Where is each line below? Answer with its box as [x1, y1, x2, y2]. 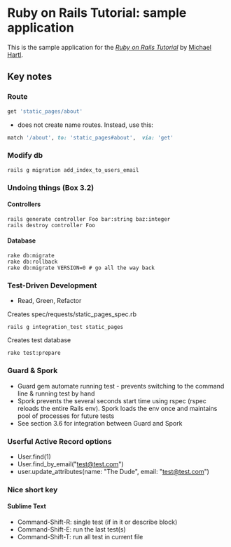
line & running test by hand [17, 389, 95, 398]
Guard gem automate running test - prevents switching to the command [17, 381, 225, 390]
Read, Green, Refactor [17, 297, 82, 305]
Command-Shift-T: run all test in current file [17, 533, 143, 541]
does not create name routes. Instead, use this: [17, 121, 154, 129]
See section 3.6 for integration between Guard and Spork [17, 419, 183, 427]
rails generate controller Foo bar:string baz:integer [7, 215, 171, 222]
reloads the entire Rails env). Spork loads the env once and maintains [17, 404, 218, 412]
